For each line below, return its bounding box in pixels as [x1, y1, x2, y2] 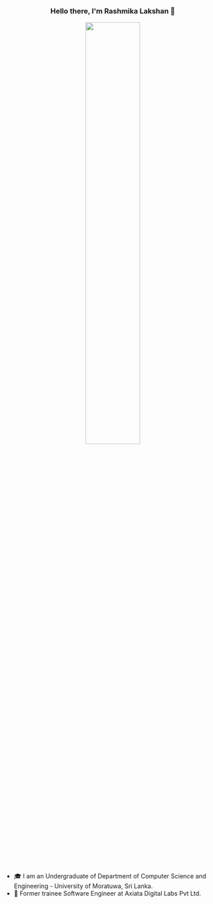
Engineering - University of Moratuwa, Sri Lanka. [13, 882, 154, 890]
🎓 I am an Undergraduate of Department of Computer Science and [13, 872, 207, 880]
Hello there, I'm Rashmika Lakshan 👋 [50, 6, 176, 16]
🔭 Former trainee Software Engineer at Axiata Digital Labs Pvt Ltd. [13, 889, 202, 898]
